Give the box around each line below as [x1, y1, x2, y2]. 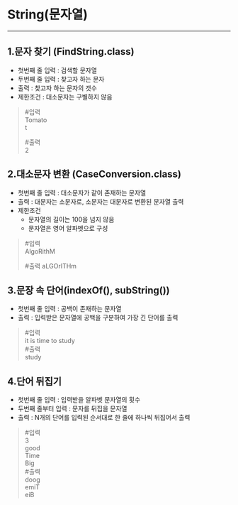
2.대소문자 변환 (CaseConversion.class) [7, 168, 182, 180]
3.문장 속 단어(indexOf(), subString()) [7, 284, 170, 296]
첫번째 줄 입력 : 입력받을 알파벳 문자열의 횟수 [17, 396, 141, 404]
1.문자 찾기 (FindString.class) [7, 45, 135, 58]
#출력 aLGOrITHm [24, 261, 76, 270]
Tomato [24, 115, 47, 124]
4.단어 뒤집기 [7, 375, 62, 387]
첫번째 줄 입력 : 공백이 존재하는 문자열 [17, 305, 122, 313]
